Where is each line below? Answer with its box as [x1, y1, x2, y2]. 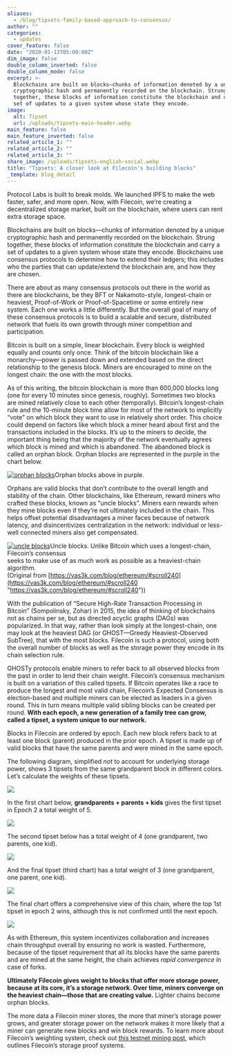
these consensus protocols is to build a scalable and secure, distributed [7, 312, 212, 321]
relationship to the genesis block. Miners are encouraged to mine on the [7, 363, 212, 371]
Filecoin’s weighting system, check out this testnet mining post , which [7, 1033, 206, 1042]
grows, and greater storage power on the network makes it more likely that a [7, 1019, 225, 1027]
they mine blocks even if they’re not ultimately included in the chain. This [7, 506, 215, 514]
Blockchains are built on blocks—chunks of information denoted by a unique [7, 226, 224, 234]
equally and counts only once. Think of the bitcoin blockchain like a [7, 348, 199, 357]
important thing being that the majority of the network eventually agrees [7, 435, 212, 443]
